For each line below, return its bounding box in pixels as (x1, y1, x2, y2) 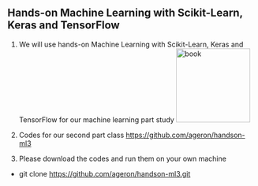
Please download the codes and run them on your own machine (18, 154, 226, 163)
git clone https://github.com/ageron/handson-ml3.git (18, 169, 191, 178)
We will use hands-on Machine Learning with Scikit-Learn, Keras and (18, 39, 244, 49)
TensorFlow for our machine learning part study (18, 114, 174, 125)
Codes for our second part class (18, 130, 125, 139)
